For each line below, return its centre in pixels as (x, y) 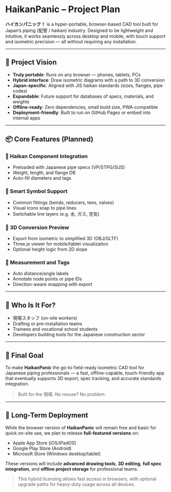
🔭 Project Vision (31, 62)
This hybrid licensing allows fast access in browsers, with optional (87, 479)
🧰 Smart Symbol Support (36, 191)
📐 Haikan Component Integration (47, 156)
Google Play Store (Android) (42, 448)
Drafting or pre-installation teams (47, 324)
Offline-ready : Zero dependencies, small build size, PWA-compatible (85, 107)
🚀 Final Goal (24, 355)
